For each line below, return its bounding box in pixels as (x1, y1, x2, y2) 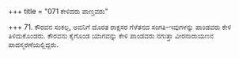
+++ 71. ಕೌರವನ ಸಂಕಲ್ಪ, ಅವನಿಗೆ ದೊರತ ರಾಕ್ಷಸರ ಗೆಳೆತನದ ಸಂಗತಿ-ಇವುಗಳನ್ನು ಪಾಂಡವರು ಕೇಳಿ (8, 23, 232, 31)
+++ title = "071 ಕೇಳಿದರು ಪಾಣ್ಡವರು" (8, 7, 108, 16)
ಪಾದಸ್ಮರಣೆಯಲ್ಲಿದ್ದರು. (8, 40, 59, 49)
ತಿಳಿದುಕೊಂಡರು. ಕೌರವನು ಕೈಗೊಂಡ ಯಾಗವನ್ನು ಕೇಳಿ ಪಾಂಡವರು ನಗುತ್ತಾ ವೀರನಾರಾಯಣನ (8, 31, 214, 40)
